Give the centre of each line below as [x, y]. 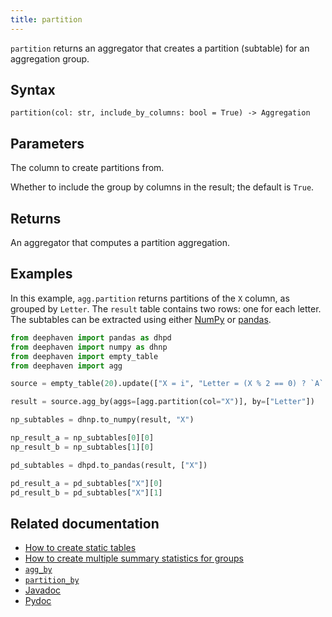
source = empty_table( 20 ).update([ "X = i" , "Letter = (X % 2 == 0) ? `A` [167, 384]
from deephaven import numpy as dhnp [89, 347]
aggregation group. [50, 58]
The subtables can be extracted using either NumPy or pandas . [141, 319]
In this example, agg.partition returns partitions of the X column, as [150, 298]
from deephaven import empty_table [84, 356]
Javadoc [43, 590]
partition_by [52, 581]
